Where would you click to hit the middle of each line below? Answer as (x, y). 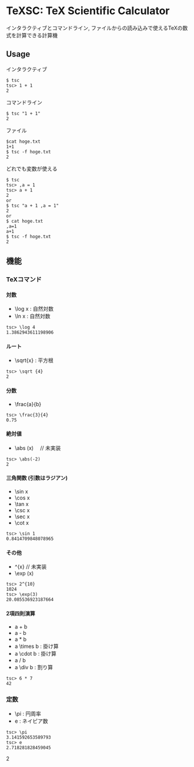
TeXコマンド (24, 279)
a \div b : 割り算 (34, 667)
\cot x (22, 523)
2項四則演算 (21, 613)
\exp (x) (24, 574)
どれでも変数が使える (32, 169)
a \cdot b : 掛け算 (36, 654)
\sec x (22, 516)
